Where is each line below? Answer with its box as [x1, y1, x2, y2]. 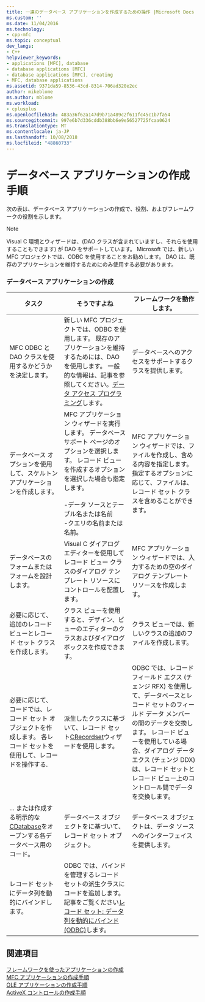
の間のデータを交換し [132, 718, 193, 727]
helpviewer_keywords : [6, 55, 62, 61]
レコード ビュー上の [132, 773, 189, 782]
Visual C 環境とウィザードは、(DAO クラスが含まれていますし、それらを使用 [6, 237, 198, 245]
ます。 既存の [76, 334, 114, 343]
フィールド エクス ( [132, 672, 187, 681]
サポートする [150, 357, 187, 365]
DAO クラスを [9, 352, 49, 361]
